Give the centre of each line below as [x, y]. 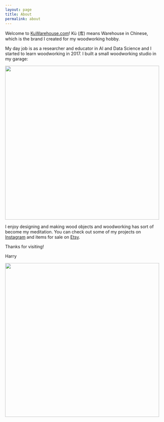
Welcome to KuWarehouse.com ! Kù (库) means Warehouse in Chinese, [77, 33]
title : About [18, 14]
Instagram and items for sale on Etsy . [43, 237]
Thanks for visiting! [25, 247]
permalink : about [23, 19]
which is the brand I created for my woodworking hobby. [63, 39]
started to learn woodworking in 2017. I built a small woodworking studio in [81, 54]
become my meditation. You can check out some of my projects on [73, 232]
